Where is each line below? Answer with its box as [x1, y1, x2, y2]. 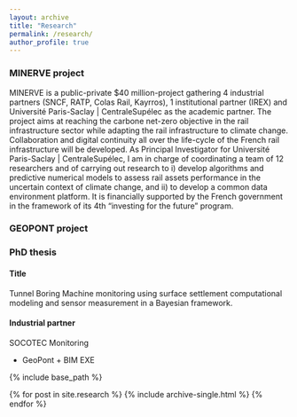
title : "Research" [9, 21, 77, 30]
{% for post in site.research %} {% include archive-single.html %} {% [9, 389, 263, 399]
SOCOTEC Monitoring [9, 337, 90, 348]
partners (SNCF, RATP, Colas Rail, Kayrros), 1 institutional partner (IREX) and [9, 97, 288, 107]
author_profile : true [9, 37, 90, 47]
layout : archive [9, 12, 69, 22]
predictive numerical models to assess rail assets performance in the [9, 172, 262, 183]
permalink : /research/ [9, 29, 93, 38]
